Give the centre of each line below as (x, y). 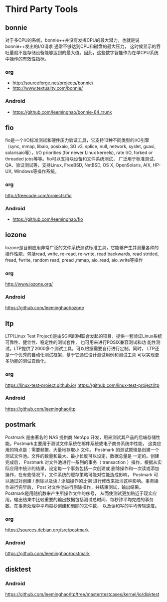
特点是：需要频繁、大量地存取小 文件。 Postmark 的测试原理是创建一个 (86, 450)
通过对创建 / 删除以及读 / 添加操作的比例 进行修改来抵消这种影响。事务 (82, 481)
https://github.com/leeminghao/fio (48, 219)
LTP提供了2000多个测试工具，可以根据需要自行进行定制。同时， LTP (84, 349)
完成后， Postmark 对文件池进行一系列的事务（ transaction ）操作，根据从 (82, 462)
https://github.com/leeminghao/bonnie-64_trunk (62, 112)
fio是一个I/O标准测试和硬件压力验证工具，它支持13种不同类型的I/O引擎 (77, 140)
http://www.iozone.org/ (29, 284)
